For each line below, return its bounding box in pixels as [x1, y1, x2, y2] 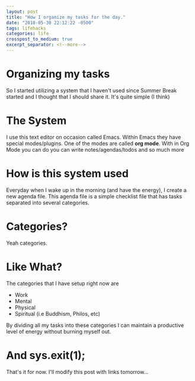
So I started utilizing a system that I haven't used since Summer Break [6, 87, 177, 94]
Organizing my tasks [6, 68, 110, 81]
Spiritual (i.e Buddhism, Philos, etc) [14, 310, 101, 317]
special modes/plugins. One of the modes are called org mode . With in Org [6, 140, 190, 147]
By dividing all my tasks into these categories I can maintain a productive [6, 321, 184, 329]
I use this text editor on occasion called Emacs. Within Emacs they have [6, 133, 181, 140]
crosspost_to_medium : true [6, 36, 73, 42]
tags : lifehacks [6, 25, 46, 31]
